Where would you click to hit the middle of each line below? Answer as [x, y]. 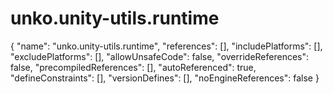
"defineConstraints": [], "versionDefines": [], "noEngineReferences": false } [165, 78]
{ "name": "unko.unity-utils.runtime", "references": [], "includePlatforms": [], [166, 46]
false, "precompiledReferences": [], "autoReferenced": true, [133, 67]
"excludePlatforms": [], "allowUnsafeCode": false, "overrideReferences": [160, 56]
